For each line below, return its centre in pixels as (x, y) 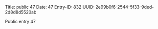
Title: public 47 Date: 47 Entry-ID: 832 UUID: (50, 7)
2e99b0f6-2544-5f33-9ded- (124, 7)
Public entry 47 (20, 22)
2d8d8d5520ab (21, 12)
